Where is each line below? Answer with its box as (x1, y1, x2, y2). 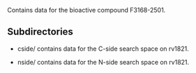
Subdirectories (7, 26, 73, 38)
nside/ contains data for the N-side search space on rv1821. (17, 58, 190, 66)
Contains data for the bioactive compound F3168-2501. (7, 6, 166, 14)
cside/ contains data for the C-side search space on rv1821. (17, 44, 190, 53)
